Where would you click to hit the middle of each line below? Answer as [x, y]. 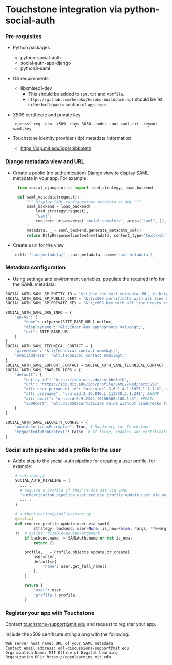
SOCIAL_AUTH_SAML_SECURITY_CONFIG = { [47, 422]
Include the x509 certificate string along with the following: [67, 634]
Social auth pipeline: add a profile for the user [63, 450]
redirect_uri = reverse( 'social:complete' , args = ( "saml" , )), [101, 221]
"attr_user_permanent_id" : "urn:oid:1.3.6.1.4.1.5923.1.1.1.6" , [94, 389]
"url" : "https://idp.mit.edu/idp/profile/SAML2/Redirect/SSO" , [92, 384]
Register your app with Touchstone [50, 613]
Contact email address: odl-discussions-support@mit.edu [67, 648]
